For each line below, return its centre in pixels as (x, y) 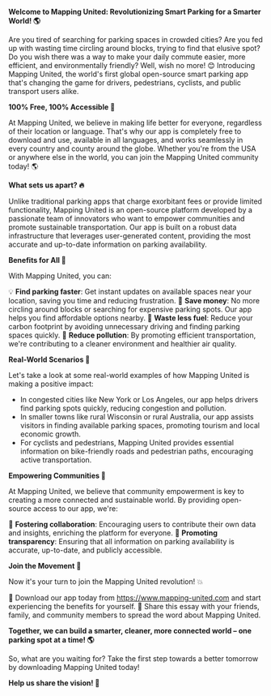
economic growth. (50, 434)
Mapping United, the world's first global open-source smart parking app (129, 74)
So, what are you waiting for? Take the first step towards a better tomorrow (133, 659)
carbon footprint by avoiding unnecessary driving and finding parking (124, 327)
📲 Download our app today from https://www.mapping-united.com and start (135, 598)
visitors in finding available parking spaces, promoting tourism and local (140, 425)
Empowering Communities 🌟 (57, 475)
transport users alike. (44, 91)
